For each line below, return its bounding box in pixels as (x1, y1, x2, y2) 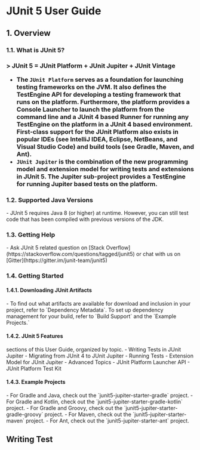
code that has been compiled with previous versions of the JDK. (6, 216, 164, 223)
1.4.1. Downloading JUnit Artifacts (6, 286, 93, 294)
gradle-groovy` (6, 411, 44, 418)
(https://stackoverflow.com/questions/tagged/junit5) (6, 251, 136, 258)
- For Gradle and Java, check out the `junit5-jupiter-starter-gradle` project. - (6, 392, 193, 399)
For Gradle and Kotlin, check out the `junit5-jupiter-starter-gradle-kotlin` (6, 398, 183, 405)
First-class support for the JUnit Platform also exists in (16, 127, 179, 135)
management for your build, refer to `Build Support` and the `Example (6, 312, 177, 320)
